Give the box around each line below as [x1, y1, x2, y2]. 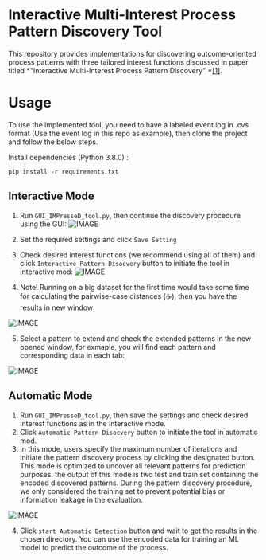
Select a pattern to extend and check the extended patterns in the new [19, 333, 252, 343]
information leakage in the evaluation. [19, 495, 143, 504]
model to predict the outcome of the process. [19, 542, 168, 552]
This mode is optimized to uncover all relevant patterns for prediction [19, 460, 246, 471]
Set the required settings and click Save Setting [19, 234, 177, 244]
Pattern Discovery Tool [8, 22, 163, 41]
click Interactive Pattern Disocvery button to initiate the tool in [19, 258, 230, 268]
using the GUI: [19, 219, 67, 229]
